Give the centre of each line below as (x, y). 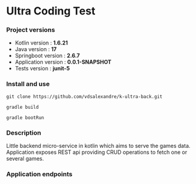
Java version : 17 (36, 49)
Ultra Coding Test (51, 11)
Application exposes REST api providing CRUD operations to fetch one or (97, 152)
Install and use (28, 84)
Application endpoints (39, 174)
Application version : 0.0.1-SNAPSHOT (63, 62)
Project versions (31, 30)
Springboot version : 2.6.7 (47, 56)
